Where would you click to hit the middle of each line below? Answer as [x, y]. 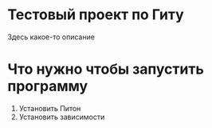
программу [48, 86]
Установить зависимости [62, 117]
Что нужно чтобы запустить [106, 69]
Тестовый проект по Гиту [96, 15]
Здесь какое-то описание [51, 37]
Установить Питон [50, 108]
